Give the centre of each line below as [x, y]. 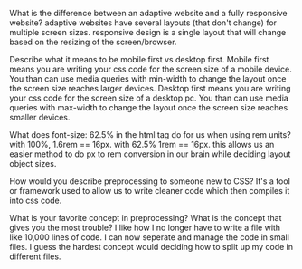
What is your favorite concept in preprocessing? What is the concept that [146, 218]
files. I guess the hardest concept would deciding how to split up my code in [151, 247]
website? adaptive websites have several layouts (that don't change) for [143, 23]
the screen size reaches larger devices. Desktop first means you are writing [150, 88]
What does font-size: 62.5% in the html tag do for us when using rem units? [150, 134]
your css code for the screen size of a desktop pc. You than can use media [149, 98]
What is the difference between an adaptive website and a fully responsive [148, 13]
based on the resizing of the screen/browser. [93, 42]
